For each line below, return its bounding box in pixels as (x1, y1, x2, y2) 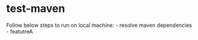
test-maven (6, 2, 65, 16)
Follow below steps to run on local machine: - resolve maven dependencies (6, 21, 193, 29)
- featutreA (6, 27, 33, 35)
